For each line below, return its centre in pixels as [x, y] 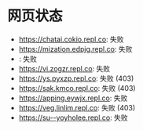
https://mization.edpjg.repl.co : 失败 [75, 49]
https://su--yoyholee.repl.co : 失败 [73, 117]
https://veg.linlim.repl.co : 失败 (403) [77, 107]
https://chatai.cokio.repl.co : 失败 [71, 39]
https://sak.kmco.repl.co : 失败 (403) [77, 88]
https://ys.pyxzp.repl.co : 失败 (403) [76, 78]
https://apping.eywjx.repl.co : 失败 [73, 98]
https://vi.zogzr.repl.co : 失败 [64, 68]
